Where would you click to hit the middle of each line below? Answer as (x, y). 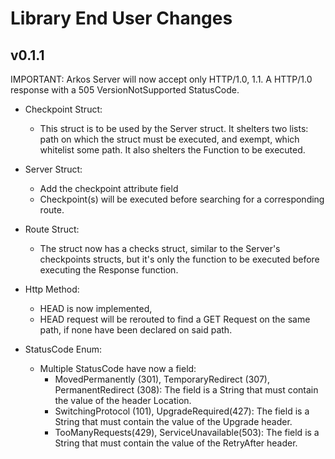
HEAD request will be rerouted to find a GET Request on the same (175, 319)
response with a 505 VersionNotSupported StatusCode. (125, 90)
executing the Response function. (109, 270)
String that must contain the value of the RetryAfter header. (176, 443)
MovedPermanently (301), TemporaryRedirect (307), (162, 379)
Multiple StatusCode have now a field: (118, 368)
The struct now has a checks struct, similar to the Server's (160, 248)
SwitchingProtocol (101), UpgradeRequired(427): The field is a (182, 411)
